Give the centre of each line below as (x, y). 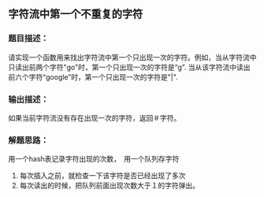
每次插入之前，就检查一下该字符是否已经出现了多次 (102, 176)
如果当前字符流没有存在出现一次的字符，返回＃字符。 (93, 117)
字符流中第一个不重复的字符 (76, 14)
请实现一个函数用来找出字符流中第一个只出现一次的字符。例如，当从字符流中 (132, 57)
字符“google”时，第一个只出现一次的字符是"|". (104, 76)
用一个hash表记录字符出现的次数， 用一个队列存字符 (94, 159)
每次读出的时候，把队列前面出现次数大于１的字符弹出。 (109, 186)
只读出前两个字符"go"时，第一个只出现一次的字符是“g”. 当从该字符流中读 (126, 67)
